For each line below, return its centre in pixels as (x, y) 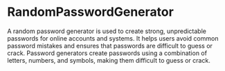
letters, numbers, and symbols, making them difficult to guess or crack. (109, 60)
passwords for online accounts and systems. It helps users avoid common (113, 38)
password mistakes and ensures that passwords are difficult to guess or (110, 45)
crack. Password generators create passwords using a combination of (107, 53)
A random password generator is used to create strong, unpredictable (107, 31)
